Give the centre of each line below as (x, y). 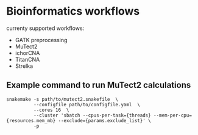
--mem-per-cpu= (172, 115)
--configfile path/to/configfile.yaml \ (87, 104)
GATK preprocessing (41, 40)
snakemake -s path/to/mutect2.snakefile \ (62, 99)
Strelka (24, 66)
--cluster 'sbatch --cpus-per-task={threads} (92, 115)
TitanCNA (27, 59)
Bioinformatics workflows (73, 11)
